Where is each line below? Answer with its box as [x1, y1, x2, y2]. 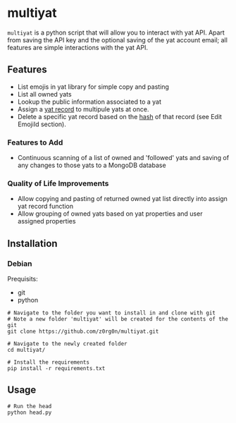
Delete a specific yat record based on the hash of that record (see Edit [17, 112, 222, 121]
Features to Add [7, 137, 63, 147]
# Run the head [7, 403, 52, 410]
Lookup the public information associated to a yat [17, 97, 162, 106]
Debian [7, 259, 32, 269]
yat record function [17, 202, 74, 211]
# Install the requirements [7, 359, 90, 366]
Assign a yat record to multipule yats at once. [17, 104, 149, 114]
